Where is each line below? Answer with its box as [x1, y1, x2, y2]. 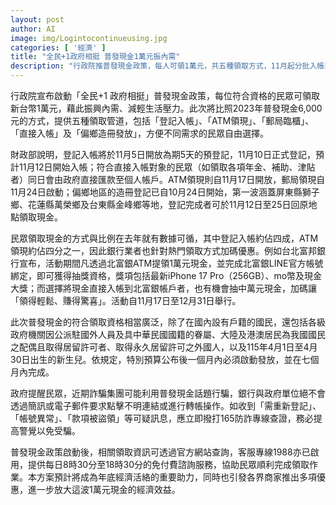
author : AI [10, 24, 56, 34]
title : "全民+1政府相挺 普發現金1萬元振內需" [10, 52, 181, 62]
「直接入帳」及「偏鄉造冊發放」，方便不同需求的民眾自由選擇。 [10, 127, 269, 139]
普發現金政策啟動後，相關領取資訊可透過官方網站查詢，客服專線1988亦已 [10, 446, 311, 458]
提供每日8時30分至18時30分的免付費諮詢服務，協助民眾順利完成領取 [27, 459, 310, 470]
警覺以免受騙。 [18, 425, 81, 436]
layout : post [10, 14, 65, 25]
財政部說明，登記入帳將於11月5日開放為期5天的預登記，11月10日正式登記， [10, 149, 316, 160]
